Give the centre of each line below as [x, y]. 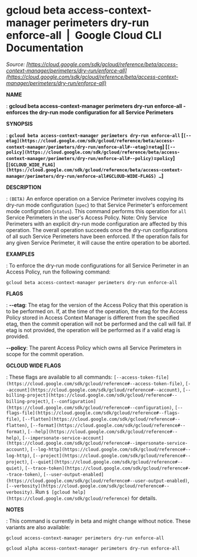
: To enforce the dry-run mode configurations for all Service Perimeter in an [98, 265]
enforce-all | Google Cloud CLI [84, 35]
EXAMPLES [20, 254]
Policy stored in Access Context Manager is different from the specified [93, 317]
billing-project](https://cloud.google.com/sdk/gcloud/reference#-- [92, 395]
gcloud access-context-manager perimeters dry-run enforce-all [85, 538]
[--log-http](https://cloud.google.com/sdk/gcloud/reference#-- [111, 449]
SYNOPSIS [20, 123]
